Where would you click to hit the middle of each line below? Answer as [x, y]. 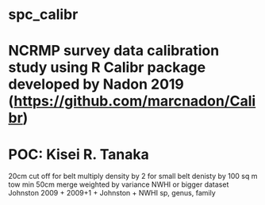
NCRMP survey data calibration [114, 51]
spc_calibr [43, 15]
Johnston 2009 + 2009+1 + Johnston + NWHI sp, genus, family [112, 193]
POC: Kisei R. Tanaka [79, 154]
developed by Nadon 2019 [96, 84]
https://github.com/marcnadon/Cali [135, 101]
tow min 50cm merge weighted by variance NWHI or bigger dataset [119, 184]
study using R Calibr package [107, 68]
